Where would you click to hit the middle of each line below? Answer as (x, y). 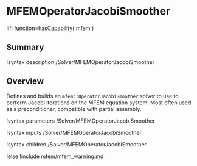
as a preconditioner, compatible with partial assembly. (74, 109)
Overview (25, 81)
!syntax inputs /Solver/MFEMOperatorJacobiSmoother (74, 132)
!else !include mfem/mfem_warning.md (55, 156)
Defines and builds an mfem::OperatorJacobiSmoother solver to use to (92, 96)
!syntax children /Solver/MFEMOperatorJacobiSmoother (77, 144)
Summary (25, 47)
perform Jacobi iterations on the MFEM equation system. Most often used (99, 103)
